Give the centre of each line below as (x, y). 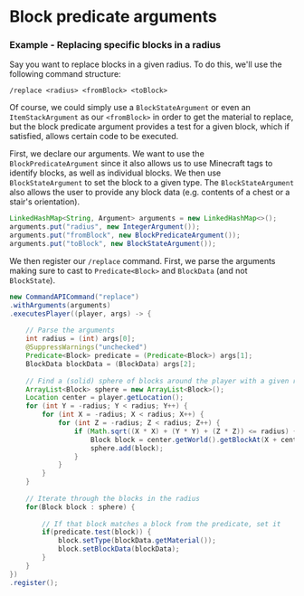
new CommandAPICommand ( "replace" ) (75, 297)
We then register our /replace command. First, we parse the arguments (142, 260)
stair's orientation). (44, 202)
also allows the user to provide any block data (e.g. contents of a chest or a (150, 193)
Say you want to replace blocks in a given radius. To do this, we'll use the (146, 64)
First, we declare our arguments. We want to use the (107, 154)
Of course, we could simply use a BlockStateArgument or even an (130, 108)
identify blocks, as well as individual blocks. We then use (115, 173)
